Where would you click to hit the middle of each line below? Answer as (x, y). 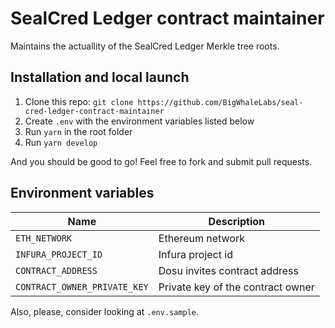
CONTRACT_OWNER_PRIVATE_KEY (82, 286)
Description (237, 221)
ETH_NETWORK (44, 238)
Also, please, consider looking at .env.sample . (105, 311)
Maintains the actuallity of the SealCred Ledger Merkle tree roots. (145, 46)
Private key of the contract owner (236, 287)
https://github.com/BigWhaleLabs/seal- (220, 102)
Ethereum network (201, 238)
